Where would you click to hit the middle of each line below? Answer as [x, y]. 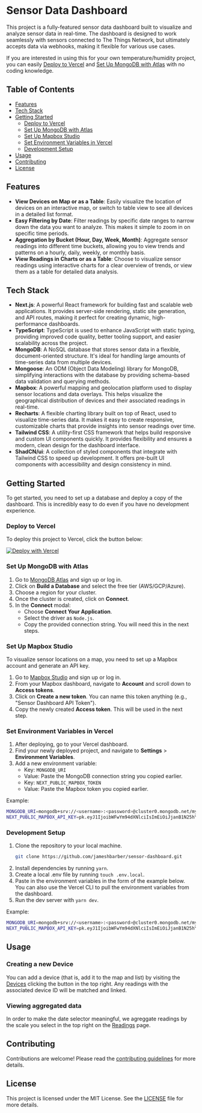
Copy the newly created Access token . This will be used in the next [99, 709]
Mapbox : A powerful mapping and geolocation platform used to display [103, 388]
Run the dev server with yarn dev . [57, 900]
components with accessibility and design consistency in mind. [93, 465]
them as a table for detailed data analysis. [67, 272]
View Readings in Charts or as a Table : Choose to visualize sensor [98, 258]
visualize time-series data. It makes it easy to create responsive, [94, 420]
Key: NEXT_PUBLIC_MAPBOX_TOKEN [62, 782]
